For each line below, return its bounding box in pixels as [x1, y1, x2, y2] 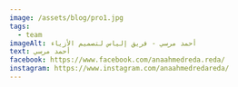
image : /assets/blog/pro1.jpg [9, 13, 124, 23]
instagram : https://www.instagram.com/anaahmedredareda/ [9, 64, 230, 73]
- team [17, 30, 43, 39]
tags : [9, 22, 30, 31]
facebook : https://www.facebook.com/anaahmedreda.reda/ [9, 55, 225, 64]
